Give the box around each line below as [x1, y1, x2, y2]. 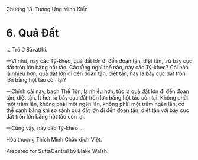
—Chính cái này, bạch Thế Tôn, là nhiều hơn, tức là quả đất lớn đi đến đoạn [6, 88, 189, 95]
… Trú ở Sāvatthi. [6, 46, 48, 53]
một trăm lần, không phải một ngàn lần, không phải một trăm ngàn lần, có [6, 100, 185, 107]
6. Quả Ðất [6, 27, 59, 40]
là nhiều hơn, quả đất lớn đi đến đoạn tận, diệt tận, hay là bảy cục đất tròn [6, 70, 186, 77]
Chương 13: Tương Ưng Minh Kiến [6, 6, 88, 12]
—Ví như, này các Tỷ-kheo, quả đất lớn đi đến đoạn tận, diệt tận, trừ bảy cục [6, 57, 193, 65]
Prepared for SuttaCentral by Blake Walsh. [6, 147, 109, 154]
